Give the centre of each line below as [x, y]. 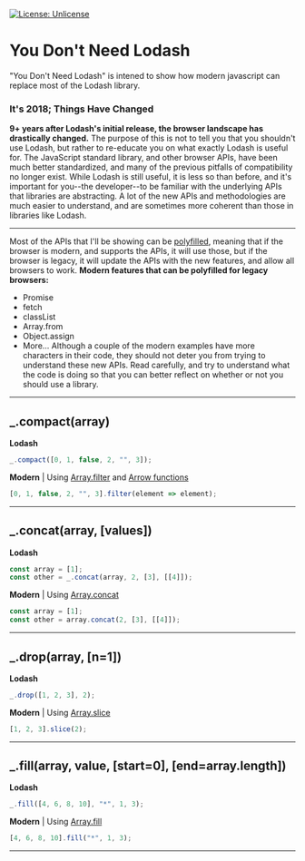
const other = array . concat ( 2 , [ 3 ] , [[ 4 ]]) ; [95, 620]
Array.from [43, 327]
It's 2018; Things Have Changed [82, 109]
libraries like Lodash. [48, 215]
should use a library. [60, 385]
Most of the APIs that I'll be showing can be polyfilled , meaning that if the [147, 241]
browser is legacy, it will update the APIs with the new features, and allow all [152, 261]
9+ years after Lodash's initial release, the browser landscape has [137, 129]
